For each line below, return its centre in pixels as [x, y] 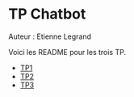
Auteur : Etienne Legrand [50, 36]
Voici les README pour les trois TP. [67, 52]
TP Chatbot [47, 14]
